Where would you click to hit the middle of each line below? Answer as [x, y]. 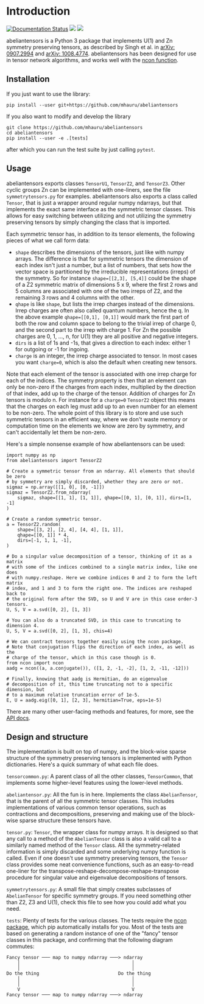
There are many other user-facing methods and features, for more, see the [100, 711]
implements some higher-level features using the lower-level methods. [95, 783]
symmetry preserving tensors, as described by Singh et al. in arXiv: [91, 47]
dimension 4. [23, 625]
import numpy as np [31, 455]
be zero [16, 476]
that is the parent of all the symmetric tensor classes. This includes [90, 801]
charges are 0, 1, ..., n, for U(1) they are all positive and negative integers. [107, 336]
